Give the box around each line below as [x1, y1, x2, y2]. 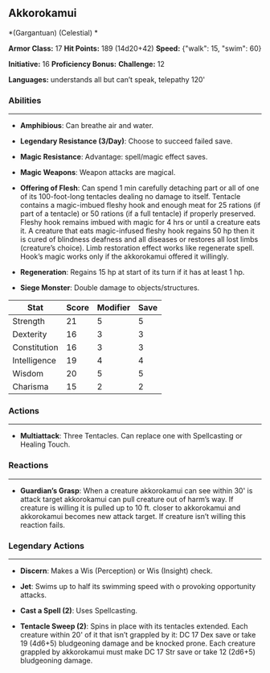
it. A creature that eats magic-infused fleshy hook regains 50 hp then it [19, 226, 255, 236]
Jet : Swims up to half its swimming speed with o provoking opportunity [19, 582, 256, 591]
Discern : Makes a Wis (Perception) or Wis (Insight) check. [19, 566, 213, 575]
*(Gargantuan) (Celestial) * [8, 27, 98, 37]
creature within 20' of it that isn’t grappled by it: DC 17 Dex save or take [19, 630, 256, 639]
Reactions [8, 459, 49, 471]
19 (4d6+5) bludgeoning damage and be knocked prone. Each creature [19, 638, 256, 648]
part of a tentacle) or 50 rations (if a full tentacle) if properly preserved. [19, 209, 256, 218]
